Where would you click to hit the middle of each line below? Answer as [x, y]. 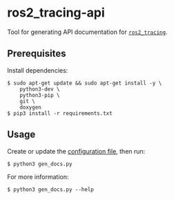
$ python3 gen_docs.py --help [51, 189]
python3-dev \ [40, 89]
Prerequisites [37, 54]
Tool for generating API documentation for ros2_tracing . [87, 32]
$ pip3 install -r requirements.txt [60, 113]
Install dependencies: [38, 70]
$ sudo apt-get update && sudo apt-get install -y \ [85, 83]
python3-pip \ [40, 95]
